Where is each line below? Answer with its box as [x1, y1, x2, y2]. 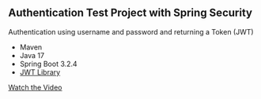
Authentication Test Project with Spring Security [8, 6, 253, 20]
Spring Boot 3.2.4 [19, 59, 78, 68]
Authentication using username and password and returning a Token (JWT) [8, 27, 255, 36]
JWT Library [19, 67, 61, 77]
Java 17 [19, 50, 45, 60]
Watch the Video [8, 82, 62, 92]
